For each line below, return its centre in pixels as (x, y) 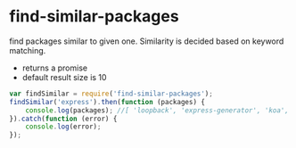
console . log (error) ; (63, 127)
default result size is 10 (64, 77)
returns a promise (54, 68)
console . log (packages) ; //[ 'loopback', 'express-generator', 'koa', (157, 110)
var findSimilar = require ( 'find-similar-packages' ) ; (111, 94)
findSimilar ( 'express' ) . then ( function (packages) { (107, 102)
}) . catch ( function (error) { (63, 119)
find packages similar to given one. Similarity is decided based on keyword (147, 41)
